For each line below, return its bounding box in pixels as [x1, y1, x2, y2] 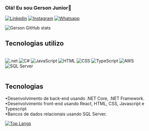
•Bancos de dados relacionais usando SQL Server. [5, 111, 107, 117]
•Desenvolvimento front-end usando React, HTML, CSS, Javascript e [5, 100, 145, 107]
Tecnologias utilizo [5, 39, 64, 47]
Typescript [5, 106, 27, 111]
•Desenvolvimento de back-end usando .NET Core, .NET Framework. [5, 95, 145, 101]
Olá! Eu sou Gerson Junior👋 [5, 4, 72, 11]
